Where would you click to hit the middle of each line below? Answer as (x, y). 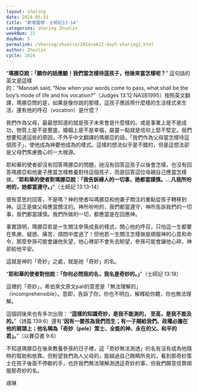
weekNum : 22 (21, 34)
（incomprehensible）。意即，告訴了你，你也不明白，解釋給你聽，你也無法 (96, 293)
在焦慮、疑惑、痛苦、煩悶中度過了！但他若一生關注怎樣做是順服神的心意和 (96, 234)
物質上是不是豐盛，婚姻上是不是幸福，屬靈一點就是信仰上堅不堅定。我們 (104, 130)
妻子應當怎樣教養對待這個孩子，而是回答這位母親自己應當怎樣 (112, 172)
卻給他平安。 (22, 249)
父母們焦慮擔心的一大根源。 (44, 152)
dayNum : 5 (18, 39)
